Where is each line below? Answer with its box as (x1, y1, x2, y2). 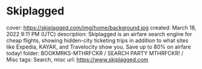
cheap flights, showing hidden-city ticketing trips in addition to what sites (6, 37, 189, 44)
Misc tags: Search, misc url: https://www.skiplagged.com (6, 56, 149, 63)
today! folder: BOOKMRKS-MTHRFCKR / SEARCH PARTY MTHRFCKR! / (6, 49, 184, 56)
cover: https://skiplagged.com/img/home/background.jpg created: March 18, (6, 24, 197, 31)
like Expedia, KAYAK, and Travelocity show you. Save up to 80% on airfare (6, 43, 191, 50)
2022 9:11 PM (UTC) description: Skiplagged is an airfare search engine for (6, 30, 192, 37)
